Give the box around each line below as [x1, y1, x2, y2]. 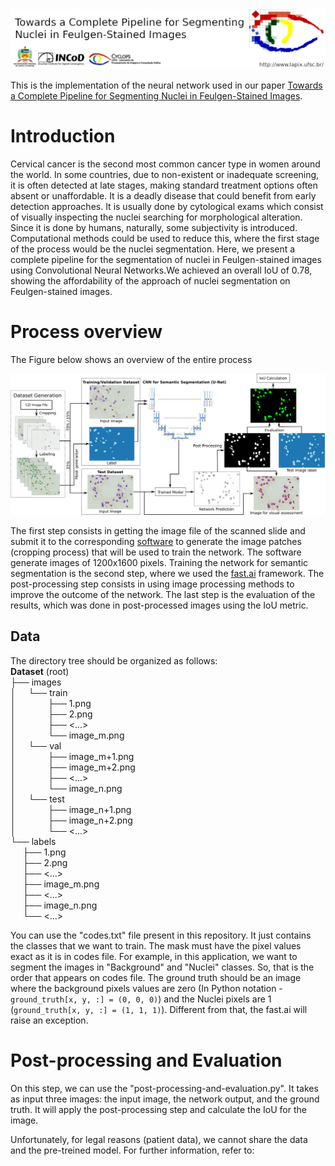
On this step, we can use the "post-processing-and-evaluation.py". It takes [10, 1082, 319, 1094]
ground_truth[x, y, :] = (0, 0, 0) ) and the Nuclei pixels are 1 [10, 993, 272, 1005]
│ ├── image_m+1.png [10, 750, 135, 762]
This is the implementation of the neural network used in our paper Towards [10, 79, 323, 91]
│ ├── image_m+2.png [10, 761, 136, 773]
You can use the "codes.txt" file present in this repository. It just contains [10, 929, 312, 941]
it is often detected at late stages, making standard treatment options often [10, 179, 318, 191]
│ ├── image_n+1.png [10, 803, 132, 815]
